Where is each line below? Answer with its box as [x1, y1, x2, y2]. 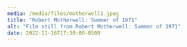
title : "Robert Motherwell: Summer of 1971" [7, 17, 138, 23]
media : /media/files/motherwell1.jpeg [7, 10, 119, 17]
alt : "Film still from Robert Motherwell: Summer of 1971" [7, 23, 181, 30]
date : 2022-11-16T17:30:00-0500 [7, 29, 100, 37]
